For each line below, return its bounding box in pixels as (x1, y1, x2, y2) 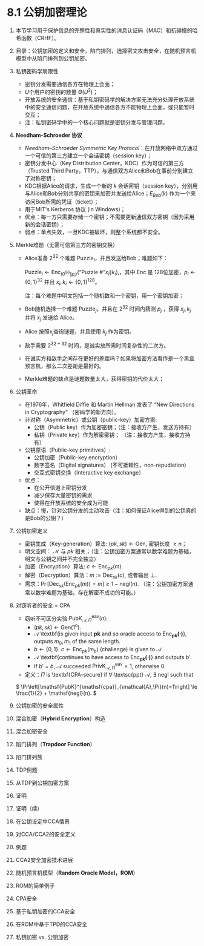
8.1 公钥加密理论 (7, 5, 87, 19)
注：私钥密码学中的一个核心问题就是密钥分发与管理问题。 (24, 119, 168, 126)
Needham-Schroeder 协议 (15, 131, 82, 139)
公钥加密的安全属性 (15, 702, 64, 709)
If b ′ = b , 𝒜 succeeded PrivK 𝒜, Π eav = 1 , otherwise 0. (33, 661, 166, 671)
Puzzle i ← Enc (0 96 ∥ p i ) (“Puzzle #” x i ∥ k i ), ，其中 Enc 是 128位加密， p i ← (24, 268, 196, 278)
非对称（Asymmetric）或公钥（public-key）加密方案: (24, 416, 157, 424)
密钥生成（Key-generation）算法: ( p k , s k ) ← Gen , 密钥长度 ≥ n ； (24, 540, 187, 548)
